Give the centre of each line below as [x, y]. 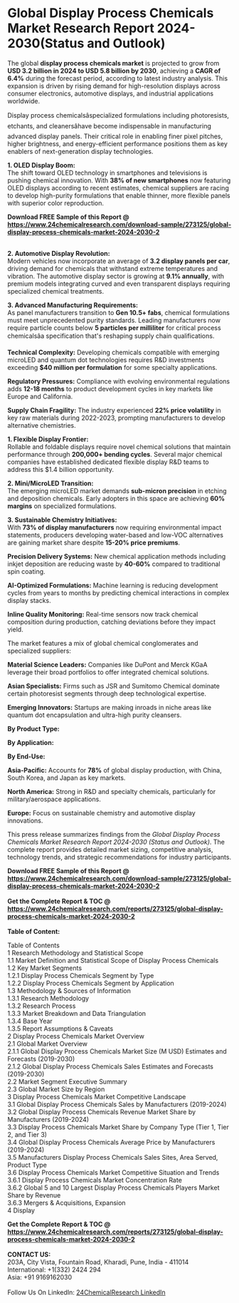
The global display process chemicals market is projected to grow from [113, 63]
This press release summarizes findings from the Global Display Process [114, 834]
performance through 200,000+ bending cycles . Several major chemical [115, 454]
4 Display [21, 1210]
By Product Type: [33, 728]
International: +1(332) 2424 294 [54, 1269]
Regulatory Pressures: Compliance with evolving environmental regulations [118, 381]
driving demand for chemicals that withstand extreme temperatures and [113, 268]
